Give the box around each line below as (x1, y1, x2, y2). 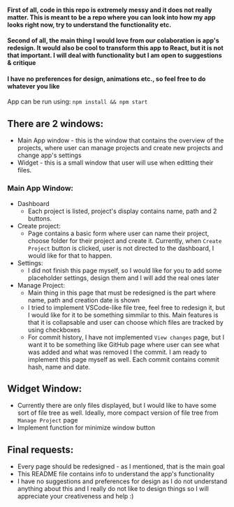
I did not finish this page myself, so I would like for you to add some (27, 266, 222, 274)
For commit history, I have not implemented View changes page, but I (27, 332, 225, 341)
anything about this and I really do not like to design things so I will (17, 485, 210, 493)
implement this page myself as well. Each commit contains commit (27, 355, 220, 363)
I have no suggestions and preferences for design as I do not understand (17, 477, 228, 485)
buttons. (27, 214, 52, 223)
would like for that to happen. (27, 251, 112, 260)
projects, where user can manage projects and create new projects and (17, 144, 224, 152)
